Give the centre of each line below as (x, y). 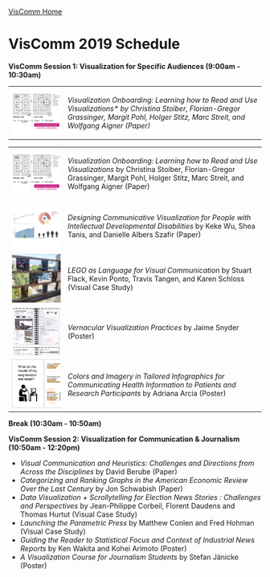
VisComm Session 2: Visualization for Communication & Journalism (124, 439)
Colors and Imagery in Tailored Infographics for (146, 376)
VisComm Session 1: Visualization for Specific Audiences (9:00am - (125, 66)
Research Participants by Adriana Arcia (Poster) (147, 393)
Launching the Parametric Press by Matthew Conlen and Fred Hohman (137, 522)
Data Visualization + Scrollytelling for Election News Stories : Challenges (140, 497)
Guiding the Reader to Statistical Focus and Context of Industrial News (137, 540)
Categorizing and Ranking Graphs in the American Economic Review (134, 480)
